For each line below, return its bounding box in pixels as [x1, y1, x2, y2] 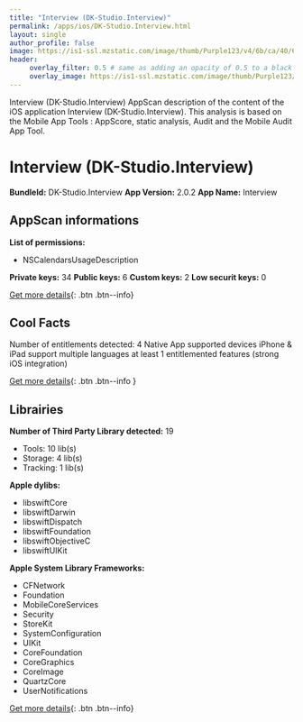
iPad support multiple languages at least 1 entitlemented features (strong [9, 349, 280, 360]
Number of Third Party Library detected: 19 [9, 425, 174, 437]
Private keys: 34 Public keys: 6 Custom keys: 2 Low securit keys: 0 [9, 271, 267, 282]
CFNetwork [22, 580, 66, 591]
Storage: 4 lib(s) [22, 452, 83, 464]
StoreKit [22, 618, 53, 629]
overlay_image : [29, 72, 87, 81]
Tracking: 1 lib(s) [22, 462, 84, 473]
